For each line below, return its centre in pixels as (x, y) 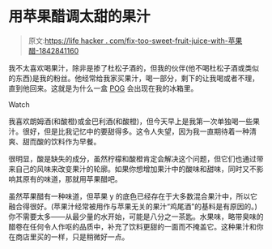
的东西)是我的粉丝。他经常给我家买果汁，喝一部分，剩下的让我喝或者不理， (134, 78)
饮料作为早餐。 (76, 141)
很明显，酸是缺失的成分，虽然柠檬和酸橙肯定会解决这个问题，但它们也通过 (132, 158)
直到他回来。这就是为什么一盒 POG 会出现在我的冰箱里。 (103, 88)
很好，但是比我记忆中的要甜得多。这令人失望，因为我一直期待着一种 (136, 131)
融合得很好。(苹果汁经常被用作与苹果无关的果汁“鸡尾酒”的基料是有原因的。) (133, 206)
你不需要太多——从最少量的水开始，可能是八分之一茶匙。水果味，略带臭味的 (136, 217)
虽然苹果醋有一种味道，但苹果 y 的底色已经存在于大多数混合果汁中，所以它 (133, 196)
